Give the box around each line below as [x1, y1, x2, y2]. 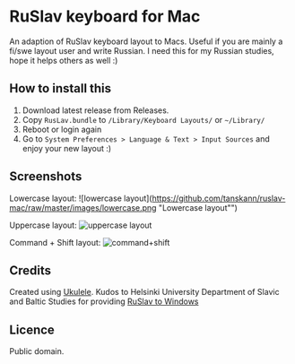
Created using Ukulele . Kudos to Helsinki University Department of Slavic [9, 287, 280, 298]
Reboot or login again [22, 124, 102, 134]
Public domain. [9, 346, 65, 357]
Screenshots [9, 169, 82, 185]
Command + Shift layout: [9, 237, 101, 247]
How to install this [9, 81, 112, 96]
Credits [9, 263, 52, 278]
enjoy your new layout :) [22, 143, 112, 153]
